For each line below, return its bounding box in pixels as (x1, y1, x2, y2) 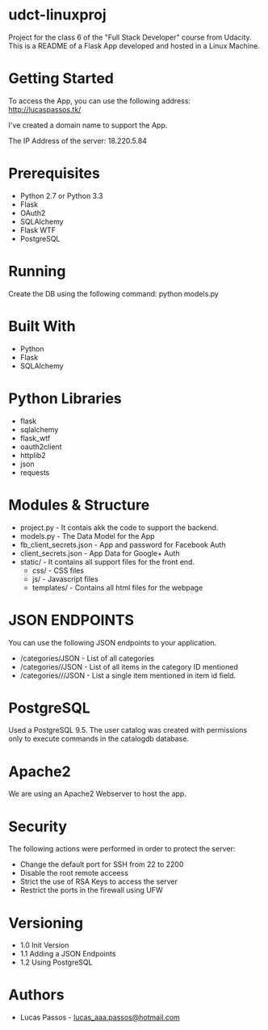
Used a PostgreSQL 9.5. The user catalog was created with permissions (8, 725, 248, 735)
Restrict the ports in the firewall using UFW (19, 885, 163, 895)
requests (19, 467, 50, 477)
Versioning (8, 914, 83, 932)
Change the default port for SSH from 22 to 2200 (19, 860, 184, 869)
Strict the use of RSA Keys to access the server (19, 877, 178, 886)
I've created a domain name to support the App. (8, 120, 168, 130)
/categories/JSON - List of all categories (19, 653, 155, 663)
